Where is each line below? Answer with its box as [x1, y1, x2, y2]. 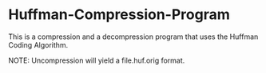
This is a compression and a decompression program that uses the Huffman [8, 32, 259, 41]
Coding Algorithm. [8, 40, 69, 49]
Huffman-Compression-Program [8, 6, 230, 24]
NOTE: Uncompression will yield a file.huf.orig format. [8, 56, 185, 65]
